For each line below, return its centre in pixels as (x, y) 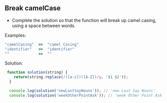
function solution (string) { (37, 72)
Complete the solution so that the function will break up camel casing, (84, 20)
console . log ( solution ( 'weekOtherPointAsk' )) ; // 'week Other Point (81, 95)
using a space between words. (44, 25)
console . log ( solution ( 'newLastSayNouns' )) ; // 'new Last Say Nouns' (82, 91)
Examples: (15, 35)
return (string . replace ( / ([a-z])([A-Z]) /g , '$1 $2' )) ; (71, 77)
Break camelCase (33, 8)
